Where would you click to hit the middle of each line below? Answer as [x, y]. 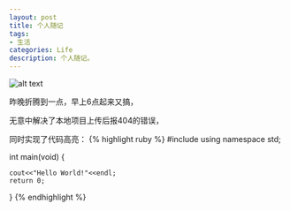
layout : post [33, 17]
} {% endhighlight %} [48, 197]
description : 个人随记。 [52, 58]
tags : [19, 34]
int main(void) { [37, 157]
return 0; [27, 181]
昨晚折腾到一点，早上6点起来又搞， [74, 102]
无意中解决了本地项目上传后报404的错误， [86, 121]
